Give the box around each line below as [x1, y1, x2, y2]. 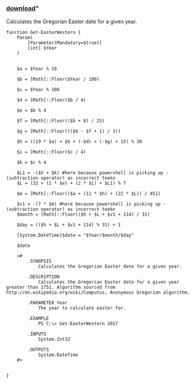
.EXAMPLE [27, 315, 49, 322]
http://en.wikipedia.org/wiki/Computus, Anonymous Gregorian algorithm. [6, 289, 190, 295]
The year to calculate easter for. [37, 305, 127, 311]
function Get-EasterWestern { [6, 29, 81, 35]
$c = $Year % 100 [17, 86, 60, 93]
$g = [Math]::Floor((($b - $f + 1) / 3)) [17, 128, 121, 134]
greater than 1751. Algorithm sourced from [6, 284, 116, 290]
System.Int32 [37, 336, 70, 342]
